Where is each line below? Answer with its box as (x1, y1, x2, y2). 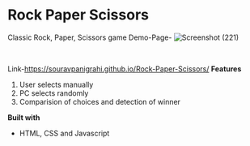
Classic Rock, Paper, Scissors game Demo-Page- (7, 32, 172, 42)
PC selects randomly (19, 88, 89, 98)
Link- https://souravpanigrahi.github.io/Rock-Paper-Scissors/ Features (7, 63, 242, 74)
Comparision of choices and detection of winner (19, 97, 181, 106)
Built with (7, 112, 40, 122)
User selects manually (19, 79, 94, 89)
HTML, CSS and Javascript (19, 128, 110, 138)
